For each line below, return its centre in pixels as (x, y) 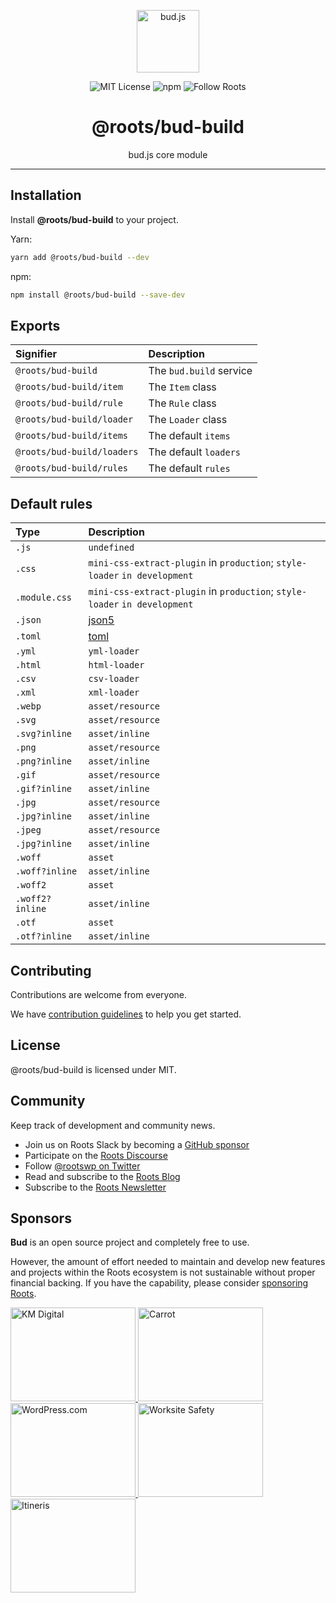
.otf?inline (44, 936)
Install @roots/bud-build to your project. (94, 219)
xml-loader (114, 693)
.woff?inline (46, 871)
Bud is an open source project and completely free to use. (130, 1242)
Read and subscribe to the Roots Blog (102, 1176)
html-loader (116, 665)
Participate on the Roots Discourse (96, 1155)
